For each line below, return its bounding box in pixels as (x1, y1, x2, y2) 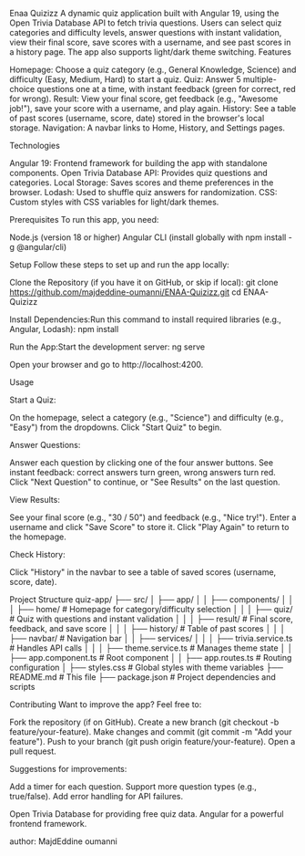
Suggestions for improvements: (9, 764, 127, 774)
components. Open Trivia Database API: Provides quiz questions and (9, 168, 269, 178)
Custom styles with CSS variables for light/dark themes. (9, 196, 219, 207)
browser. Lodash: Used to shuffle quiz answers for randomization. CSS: (9, 187, 278, 197)
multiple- (242, 74, 278, 85)
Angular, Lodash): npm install (9, 324, 119, 334)
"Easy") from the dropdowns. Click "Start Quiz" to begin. (9, 422, 222, 433)
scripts (9, 682, 36, 692)
